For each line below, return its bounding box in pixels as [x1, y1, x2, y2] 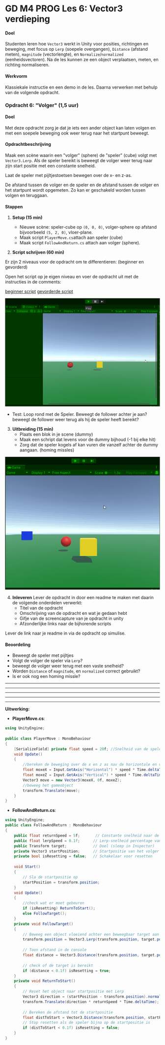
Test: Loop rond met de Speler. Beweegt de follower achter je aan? [12, 411, 147, 417]
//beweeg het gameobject [23, 783, 74, 788]
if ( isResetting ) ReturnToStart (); [23, 906, 96, 911]
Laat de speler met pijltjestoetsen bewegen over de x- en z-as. [5, 172, 132, 178]
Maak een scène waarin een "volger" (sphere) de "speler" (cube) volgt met [5, 152, 157, 158]
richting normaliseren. [5, 62, 50, 68]
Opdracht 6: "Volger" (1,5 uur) [5, 101, 79, 108]
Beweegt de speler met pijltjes [12, 652, 74, 658]
